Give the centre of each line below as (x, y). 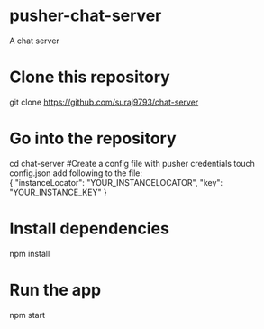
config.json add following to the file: (76, 173)
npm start (27, 315)
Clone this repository (90, 77)
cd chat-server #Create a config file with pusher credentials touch (132, 163)
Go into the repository (93, 138)
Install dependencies (89, 228)
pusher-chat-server (86, 16)
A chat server (35, 41)
